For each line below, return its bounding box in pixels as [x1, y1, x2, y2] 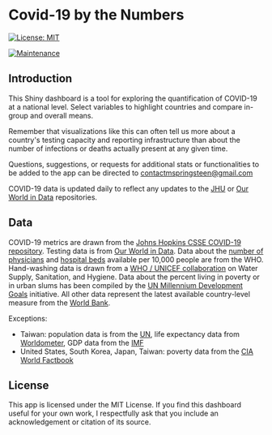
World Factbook [19, 355, 74, 364]
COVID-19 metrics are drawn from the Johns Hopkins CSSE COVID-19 [8, 237, 241, 247]
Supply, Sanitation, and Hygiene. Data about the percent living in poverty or [8, 272, 261, 282]
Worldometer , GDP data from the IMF [19, 338, 144, 347]
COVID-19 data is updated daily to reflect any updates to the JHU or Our [8, 183, 249, 193]
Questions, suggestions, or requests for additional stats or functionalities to [8, 159, 260, 169]
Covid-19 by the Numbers [8, 6, 185, 24]
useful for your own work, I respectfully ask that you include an [8, 408, 219, 419]
